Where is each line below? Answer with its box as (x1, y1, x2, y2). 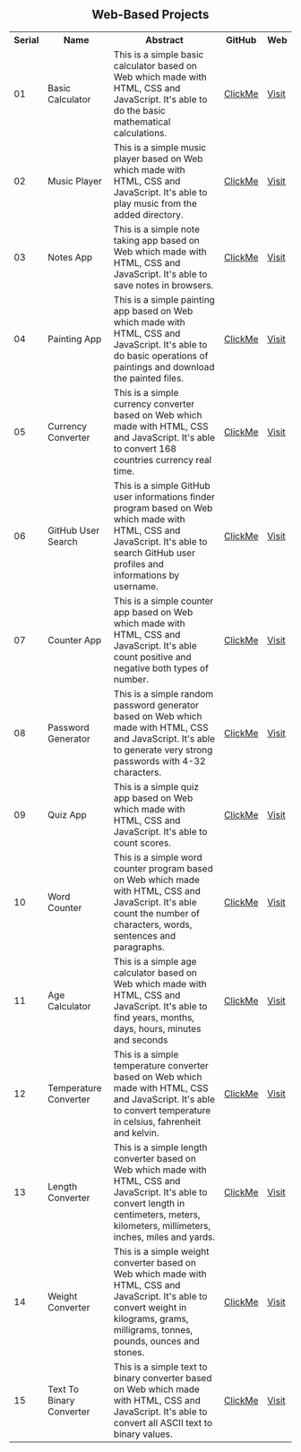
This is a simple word (113, 851, 203, 863)
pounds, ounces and (113, 1335, 200, 1347)
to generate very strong (113, 743, 213, 756)
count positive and (113, 650, 192, 663)
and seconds (113, 1034, 168, 1046)
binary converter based (113, 1371, 212, 1384)
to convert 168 (113, 442, 177, 455)
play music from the (113, 197, 197, 210)
